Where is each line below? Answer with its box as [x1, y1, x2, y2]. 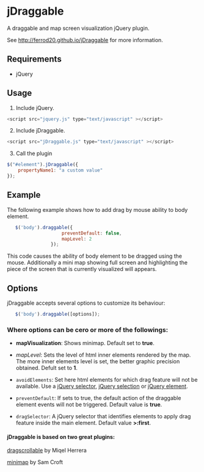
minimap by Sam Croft [7, 459, 64, 466]
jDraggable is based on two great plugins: [7, 433, 115, 440]
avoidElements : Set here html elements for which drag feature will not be [15, 376, 198, 383]
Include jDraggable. [15, 127, 65, 134]
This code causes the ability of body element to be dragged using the [7, 252, 183, 260]
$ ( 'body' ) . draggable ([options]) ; [15, 311, 100, 318]
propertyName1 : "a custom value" [18, 167, 103, 173]
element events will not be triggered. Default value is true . [15, 401, 162, 408]
